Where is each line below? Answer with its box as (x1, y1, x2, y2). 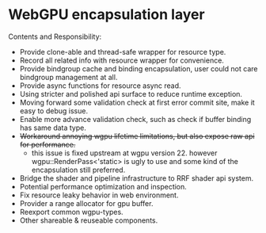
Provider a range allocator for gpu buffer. (19, 198, 154, 208)
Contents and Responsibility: (8, 32, 102, 41)
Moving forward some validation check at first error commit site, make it (19, 97, 255, 107)
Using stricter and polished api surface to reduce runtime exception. (19, 89, 243, 98)
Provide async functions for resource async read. (19, 81, 181, 90)
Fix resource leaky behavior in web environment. (19, 190, 179, 200)
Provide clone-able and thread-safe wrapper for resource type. (19, 47, 226, 56)
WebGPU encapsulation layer (8, 6, 205, 24)
